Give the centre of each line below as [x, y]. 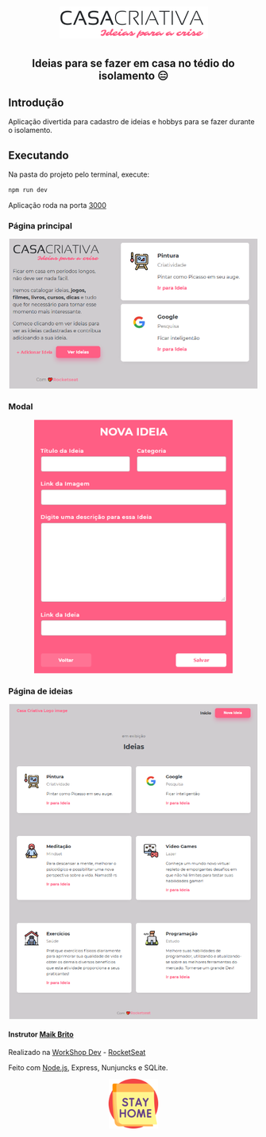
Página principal [40, 226]
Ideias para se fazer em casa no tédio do [133, 63]
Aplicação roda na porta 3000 [58, 205]
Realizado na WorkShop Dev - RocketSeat [77, 1052]
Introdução [36, 102]
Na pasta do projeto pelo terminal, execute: [79, 174]
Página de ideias [40, 691]
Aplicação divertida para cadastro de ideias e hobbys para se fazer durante [132, 122]
